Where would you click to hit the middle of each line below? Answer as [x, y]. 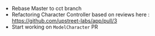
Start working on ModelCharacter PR [55, 27]
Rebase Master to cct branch [46, 8]
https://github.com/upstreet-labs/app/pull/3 [64, 21]
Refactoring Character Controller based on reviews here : [81, 15]
